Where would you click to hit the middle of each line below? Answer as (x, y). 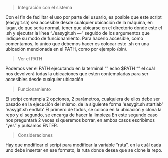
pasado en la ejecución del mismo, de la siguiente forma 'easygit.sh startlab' (84, 104)
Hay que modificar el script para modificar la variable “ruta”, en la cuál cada (83, 145)
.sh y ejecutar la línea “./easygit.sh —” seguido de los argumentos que (78, 33)
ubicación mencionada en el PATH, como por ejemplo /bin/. (66, 49)
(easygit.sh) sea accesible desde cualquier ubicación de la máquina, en (79, 22)
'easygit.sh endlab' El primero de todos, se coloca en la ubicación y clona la (83, 109)
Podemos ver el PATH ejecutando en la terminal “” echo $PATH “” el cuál (80, 68)
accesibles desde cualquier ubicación (44, 79)
